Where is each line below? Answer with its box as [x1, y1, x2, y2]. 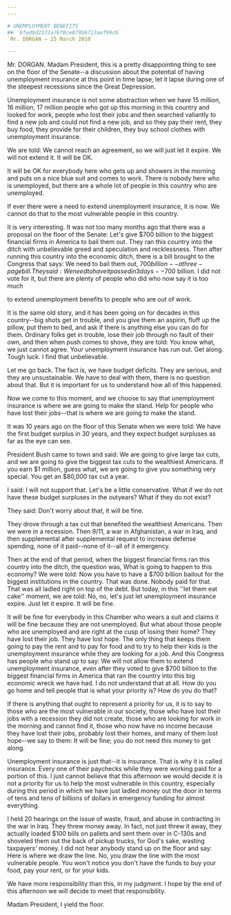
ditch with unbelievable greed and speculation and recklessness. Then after [7, 245, 223, 253]
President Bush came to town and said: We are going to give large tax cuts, [7, 450, 221, 459]
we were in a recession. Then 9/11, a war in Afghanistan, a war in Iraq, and [7, 527, 218, 536]
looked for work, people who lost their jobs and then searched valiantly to [7, 111, 217, 119]
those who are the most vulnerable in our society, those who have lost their [7, 707, 221, 716]
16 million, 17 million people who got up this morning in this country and [7, 103, 210, 111]
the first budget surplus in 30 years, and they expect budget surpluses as [7, 429, 216, 438]
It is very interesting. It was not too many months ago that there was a [7, 223, 205, 232]
